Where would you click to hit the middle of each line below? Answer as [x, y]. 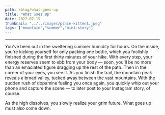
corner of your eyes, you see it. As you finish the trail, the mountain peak [79, 73]
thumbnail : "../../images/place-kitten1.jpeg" [54, 23]
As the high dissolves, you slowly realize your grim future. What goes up [78, 103]
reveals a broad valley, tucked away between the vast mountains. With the [80, 78]
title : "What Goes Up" [28, 14]
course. [13, 93]
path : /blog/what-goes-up [31, 10]
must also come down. [28, 108]
